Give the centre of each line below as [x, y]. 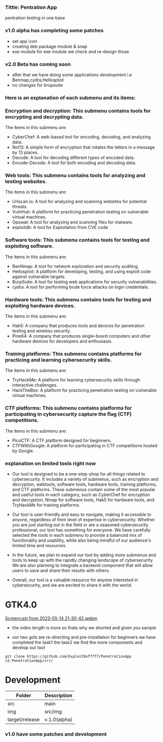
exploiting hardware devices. [40, 305]
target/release [24, 719]
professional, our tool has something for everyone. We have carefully [81, 530]
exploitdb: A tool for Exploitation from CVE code [60, 228]
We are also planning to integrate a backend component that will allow [82, 565]
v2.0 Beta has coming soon [38, 64]
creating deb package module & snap [50, 46]
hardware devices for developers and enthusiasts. [62, 341]
